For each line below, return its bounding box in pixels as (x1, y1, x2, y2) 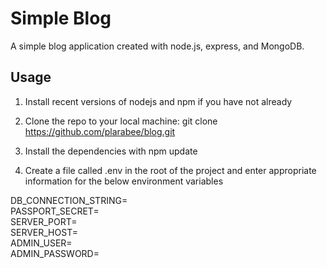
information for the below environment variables (24, 175, 224, 187)
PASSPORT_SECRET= (10, 205, 100, 217)
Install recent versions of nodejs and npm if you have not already (24, 95, 293, 107)
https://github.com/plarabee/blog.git (24, 125, 176, 137)
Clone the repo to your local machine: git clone (24, 115, 218, 127)
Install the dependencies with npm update (24, 145, 198, 157)
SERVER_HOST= (10, 226, 78, 238)
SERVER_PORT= (10, 215, 78, 227)
